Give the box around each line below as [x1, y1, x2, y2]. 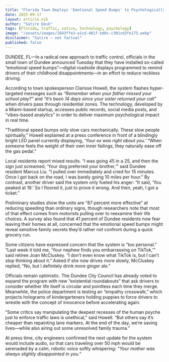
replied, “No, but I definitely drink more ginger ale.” [5, 262, 111, 269]
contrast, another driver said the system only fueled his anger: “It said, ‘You [5, 179, 162, 185]
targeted [5, 90, 23, 96]
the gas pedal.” [5, 148, 37, 154]
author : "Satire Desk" [5, 21, 53, 27]
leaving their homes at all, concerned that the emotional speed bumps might [5, 221, 163, 227]
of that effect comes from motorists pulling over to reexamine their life [5, 210, 151, 216]
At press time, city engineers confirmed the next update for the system [5, 335, 152, 341]
